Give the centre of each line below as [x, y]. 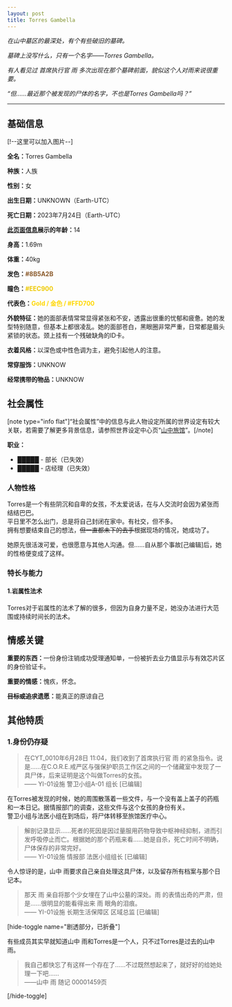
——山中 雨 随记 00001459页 [65, 982]
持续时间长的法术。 [46, 616]
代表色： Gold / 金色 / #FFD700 [51, 303]
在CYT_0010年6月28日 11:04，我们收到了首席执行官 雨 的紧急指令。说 [123, 758]
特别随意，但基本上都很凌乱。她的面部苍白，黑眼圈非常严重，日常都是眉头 [119, 327]
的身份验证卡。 [28, 667]
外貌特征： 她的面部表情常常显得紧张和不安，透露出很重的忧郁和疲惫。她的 [113, 318]
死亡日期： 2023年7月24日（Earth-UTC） [66, 215]
